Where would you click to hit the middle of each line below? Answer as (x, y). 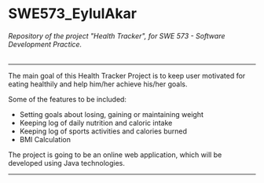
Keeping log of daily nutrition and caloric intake (96, 123)
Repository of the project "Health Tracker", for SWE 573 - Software (117, 35)
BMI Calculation (45, 140)
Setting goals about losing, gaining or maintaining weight (112, 115)
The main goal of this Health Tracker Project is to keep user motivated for (127, 76)
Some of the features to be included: (68, 100)
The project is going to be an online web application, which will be (115, 155)
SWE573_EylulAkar (73, 14)
